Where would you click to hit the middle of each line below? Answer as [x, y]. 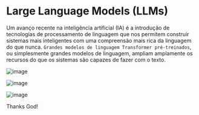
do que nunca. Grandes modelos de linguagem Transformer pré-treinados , [99, 47]
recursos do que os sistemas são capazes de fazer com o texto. [86, 60]
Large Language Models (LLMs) [87, 11]
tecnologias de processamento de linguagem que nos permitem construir [98, 34]
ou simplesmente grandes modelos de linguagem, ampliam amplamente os [99, 53]
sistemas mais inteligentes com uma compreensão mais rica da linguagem [99, 40]
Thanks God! [22, 106]
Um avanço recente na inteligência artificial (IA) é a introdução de [88, 28]
